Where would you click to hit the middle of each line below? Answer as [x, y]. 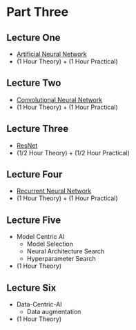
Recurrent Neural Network [54, 191]
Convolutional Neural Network [59, 99]
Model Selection [50, 244]
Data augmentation [54, 312]
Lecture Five [34, 220]
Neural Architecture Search [66, 251]
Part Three [38, 12]
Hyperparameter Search [61, 259]
